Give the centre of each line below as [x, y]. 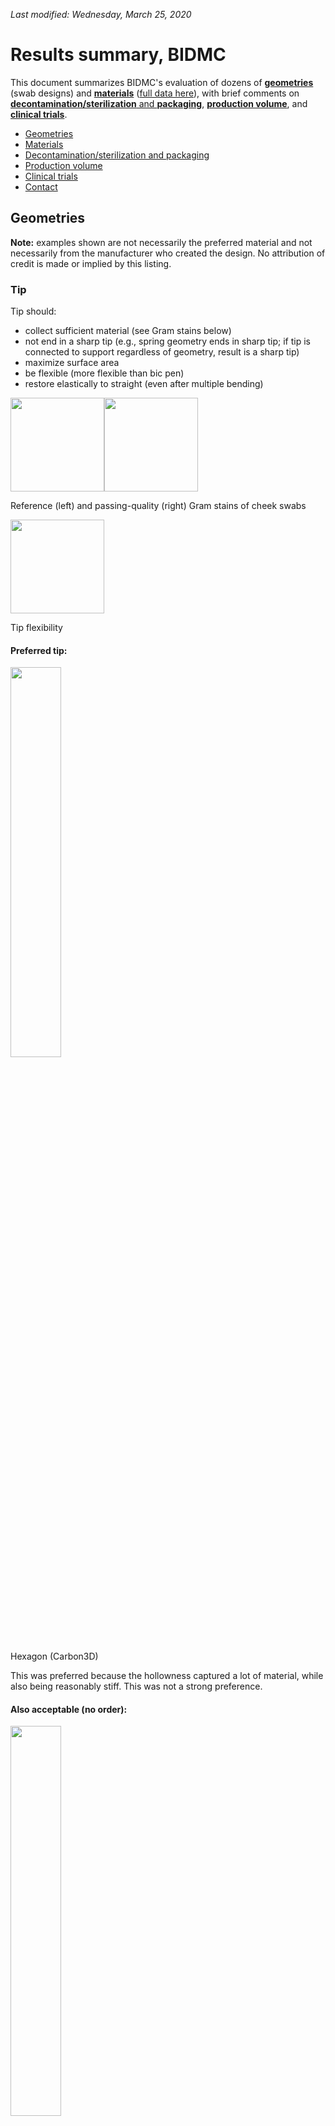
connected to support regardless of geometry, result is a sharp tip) [162, 352]
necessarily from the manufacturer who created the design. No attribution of [168, 253]
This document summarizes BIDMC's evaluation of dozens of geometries [162, 82]
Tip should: [33, 311]
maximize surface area [72, 363]
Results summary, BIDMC [118, 55]
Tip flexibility [36, 628]
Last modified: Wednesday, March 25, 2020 [101, 14]
